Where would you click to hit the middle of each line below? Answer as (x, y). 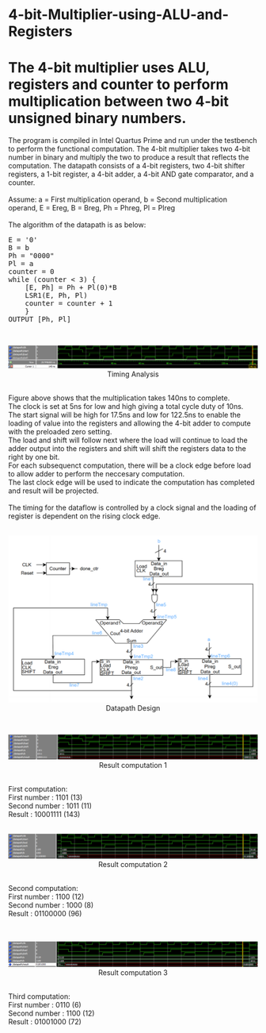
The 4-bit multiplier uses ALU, (109, 68)
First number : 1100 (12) (46, 897)
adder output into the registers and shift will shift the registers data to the (127, 448)
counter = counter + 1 (69, 304)
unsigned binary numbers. (97, 119)
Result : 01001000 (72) (45, 1021)
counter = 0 (31, 272)
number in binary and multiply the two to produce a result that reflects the (129, 157)
